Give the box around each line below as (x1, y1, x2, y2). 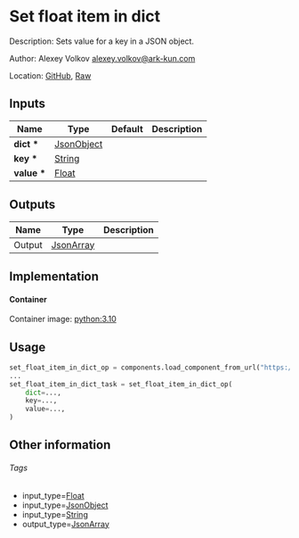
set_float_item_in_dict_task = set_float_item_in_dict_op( (9, 379, 233, 389)
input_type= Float (21, 490, 85, 501)
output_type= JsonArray (21, 518, 109, 529)
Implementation (9, 269, 100, 284)
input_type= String (21, 509, 89, 519)
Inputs (9, 96, 46, 112)
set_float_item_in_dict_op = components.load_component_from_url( (9, 363, 261, 372)
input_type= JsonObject (21, 500, 109, 510)
